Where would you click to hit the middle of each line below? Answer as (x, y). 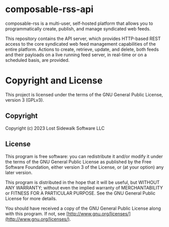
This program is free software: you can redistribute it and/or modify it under (84, 156)
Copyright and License (54, 81)
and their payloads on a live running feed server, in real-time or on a (76, 55)
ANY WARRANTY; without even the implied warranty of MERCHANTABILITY (84, 187)
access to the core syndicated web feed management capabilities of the (80, 44)
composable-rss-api (49, 9)
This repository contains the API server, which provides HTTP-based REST (83, 39)
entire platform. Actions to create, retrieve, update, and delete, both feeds (82, 49)
